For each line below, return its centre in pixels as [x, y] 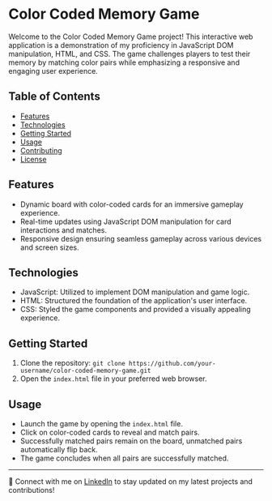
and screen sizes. [49, 247]
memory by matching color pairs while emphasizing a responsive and [124, 62]
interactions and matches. [64, 230]
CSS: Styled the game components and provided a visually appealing [135, 310]
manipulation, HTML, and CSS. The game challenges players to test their [130, 54]
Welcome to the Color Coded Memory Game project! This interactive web [131, 36]
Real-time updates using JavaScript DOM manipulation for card [126, 221]
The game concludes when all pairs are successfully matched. [124, 458]
